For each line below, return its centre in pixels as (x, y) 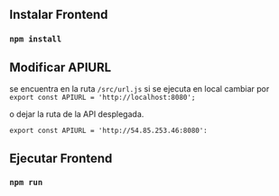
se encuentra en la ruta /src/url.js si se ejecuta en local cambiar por (139, 89)
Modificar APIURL (60, 67)
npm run (26, 183)
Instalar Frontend (59, 15)
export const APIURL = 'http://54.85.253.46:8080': (108, 131)
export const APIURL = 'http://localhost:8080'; (102, 98)
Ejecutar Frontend (61, 158)
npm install (36, 39)
